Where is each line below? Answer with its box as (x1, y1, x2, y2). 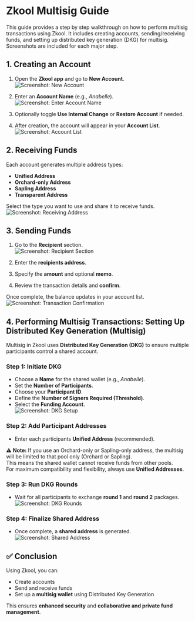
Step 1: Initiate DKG (6, 362, 62, 371)
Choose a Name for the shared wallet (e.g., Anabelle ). (14, 376, 146, 383)
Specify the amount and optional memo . (14, 270, 113, 278)
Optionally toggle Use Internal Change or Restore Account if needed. (14, 110, 184, 117)
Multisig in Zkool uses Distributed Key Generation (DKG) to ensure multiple (6, 342, 189, 349)
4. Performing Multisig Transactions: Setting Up (6, 316, 185, 326)
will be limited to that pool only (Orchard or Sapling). (6, 452, 132, 460)
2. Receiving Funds (6, 146, 78, 156)
